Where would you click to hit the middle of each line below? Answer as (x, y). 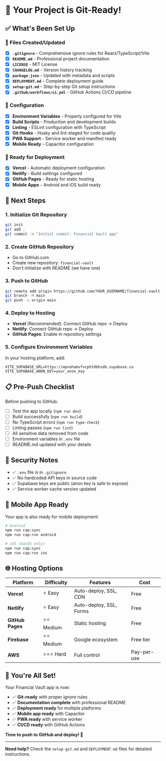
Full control (87, 655)
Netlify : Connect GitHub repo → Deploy (53, 329)
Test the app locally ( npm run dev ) (47, 411)
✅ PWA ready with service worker (47, 719)
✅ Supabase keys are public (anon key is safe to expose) (70, 483)
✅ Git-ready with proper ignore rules (50, 697)
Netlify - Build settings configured (47, 174)
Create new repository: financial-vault (53, 263)
